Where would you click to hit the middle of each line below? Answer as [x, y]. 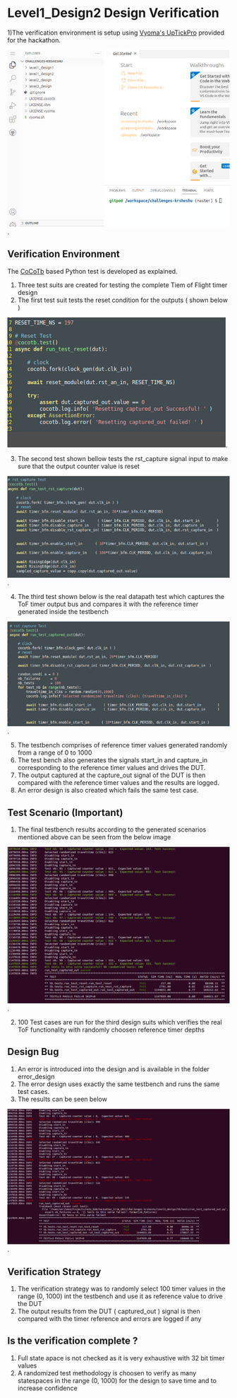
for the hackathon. [34, 40]
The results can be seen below [62, 1099]
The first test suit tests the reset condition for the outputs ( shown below [122, 300]
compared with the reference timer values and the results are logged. [119, 783]
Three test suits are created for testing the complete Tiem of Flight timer [122, 285]
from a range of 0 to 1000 [55, 753]
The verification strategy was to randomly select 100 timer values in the [121, 1289]
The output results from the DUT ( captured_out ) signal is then [109, 1311]
